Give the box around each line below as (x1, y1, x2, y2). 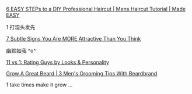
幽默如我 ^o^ (6, 47, 36, 54)
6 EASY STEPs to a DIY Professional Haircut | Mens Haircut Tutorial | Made (6, 6, 186, 12)
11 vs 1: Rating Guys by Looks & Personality (6, 59, 110, 66)
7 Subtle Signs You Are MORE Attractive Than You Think (6, 35, 141, 42)
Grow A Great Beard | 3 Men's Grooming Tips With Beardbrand (6, 70, 158, 77)
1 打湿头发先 (6, 24, 36, 30)
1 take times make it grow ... (6, 81, 73, 88)
